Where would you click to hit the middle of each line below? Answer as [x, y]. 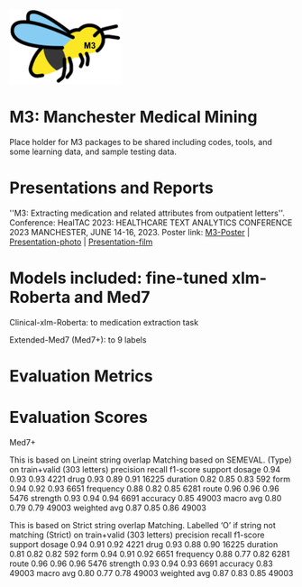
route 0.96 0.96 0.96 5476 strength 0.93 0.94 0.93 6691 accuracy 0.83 [141, 564]
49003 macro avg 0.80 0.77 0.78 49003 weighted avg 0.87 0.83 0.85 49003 [151, 573]
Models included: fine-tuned [119, 278]
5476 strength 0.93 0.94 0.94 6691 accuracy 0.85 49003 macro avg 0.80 [146, 498]
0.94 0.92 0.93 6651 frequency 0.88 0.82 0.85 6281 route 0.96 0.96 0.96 [144, 488]
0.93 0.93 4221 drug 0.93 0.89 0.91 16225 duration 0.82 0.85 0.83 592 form [150, 479]
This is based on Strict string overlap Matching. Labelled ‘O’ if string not [143, 525]
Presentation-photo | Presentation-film [81, 242]
